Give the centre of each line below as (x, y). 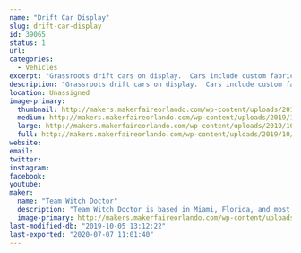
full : (28, 135)
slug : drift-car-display (56, 26)
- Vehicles (38, 68)
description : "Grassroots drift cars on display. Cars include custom (146, 84)
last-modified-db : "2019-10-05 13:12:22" (88, 226)
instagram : (30, 168)
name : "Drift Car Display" (60, 17)
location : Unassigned (50, 92)
